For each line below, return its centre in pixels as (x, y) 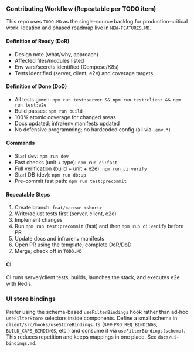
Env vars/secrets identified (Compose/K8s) (67, 67)
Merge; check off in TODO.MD (48, 251)
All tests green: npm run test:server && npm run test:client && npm (98, 99)
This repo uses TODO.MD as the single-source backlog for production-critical (97, 22)
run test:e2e (30, 105)
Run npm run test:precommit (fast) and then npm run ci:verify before (99, 226)
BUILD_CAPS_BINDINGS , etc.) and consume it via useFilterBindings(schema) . (96, 330)
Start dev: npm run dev (42, 156)
